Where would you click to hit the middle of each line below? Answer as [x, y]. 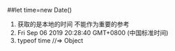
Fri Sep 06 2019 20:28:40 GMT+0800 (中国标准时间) [93, 33]
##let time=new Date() [39, 10]
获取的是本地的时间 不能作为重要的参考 [73, 24]
